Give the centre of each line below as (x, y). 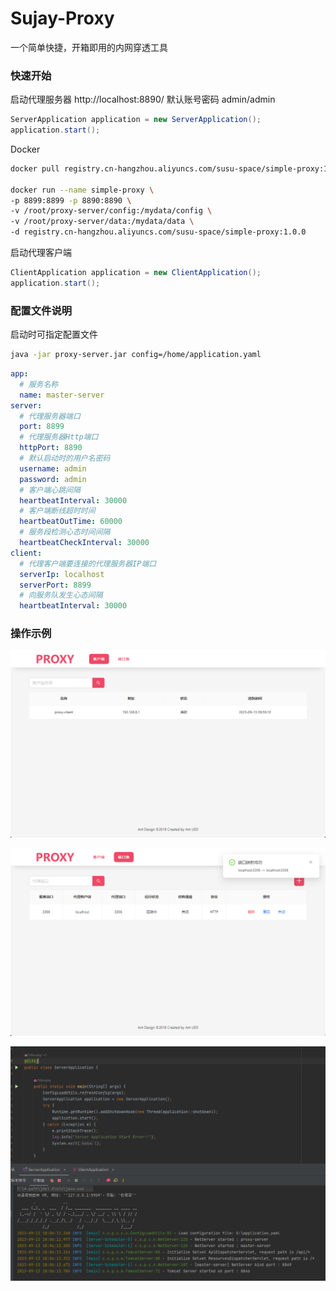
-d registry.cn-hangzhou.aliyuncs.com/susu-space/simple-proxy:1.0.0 (158, 232)
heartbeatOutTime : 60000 (71, 522)
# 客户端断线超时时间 (57, 511)
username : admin (53, 468)
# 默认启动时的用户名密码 (65, 458)
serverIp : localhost (62, 574)
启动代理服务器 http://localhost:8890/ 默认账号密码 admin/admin (143, 99)
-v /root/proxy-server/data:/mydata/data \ (102, 222)
